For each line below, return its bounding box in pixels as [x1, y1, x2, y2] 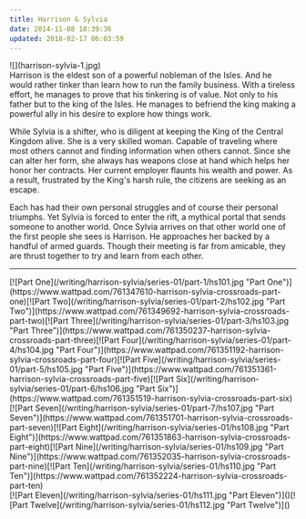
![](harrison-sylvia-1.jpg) [9, 60, 101, 71]
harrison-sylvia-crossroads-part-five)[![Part [9, 374, 175, 385]
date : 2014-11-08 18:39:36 [9, 24, 112, 34]
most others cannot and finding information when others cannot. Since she [9, 146, 291, 157]
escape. [9, 184, 40, 195]
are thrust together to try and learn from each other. [9, 251, 204, 262]
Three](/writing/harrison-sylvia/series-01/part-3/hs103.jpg [70, 316, 290, 327]
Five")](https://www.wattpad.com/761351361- [106, 364, 278, 375]
